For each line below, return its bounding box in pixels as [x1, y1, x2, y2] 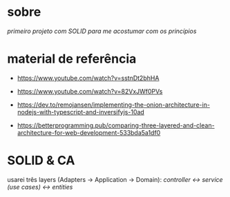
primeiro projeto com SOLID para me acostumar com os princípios [7, 27, 197, 35]
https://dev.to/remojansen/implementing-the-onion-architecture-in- [17, 101, 211, 109]
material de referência [7, 51, 137, 67]
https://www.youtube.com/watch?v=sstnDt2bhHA [17, 74, 160, 82]
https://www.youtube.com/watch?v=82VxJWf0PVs [17, 87, 163, 95]
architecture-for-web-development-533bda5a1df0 [17, 128, 161, 136]
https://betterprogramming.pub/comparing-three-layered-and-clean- [17, 121, 215, 129]
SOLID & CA [7, 153, 75, 169]
